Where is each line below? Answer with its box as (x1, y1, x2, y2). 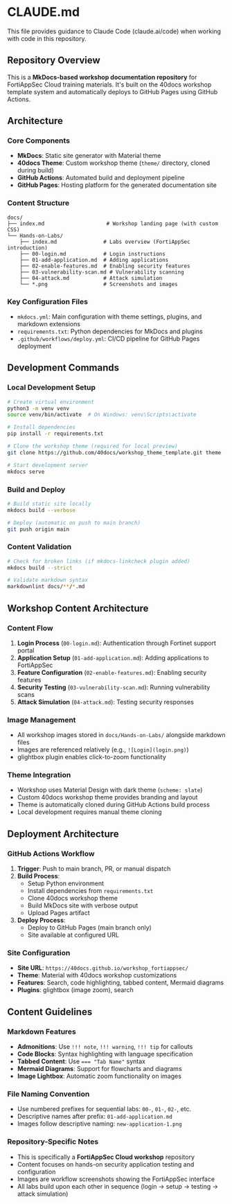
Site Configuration (7, 948, 71, 958)
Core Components (7, 136, 71, 145)
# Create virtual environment (7, 398, 95, 405)
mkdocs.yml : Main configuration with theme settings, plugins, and (17, 312, 202, 321)
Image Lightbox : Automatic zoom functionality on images (17, 1072, 182, 1081)
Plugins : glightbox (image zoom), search (17, 986, 134, 994)
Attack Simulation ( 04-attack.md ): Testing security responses (17, 698, 194, 706)
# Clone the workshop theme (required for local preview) (7, 443, 178, 450)
